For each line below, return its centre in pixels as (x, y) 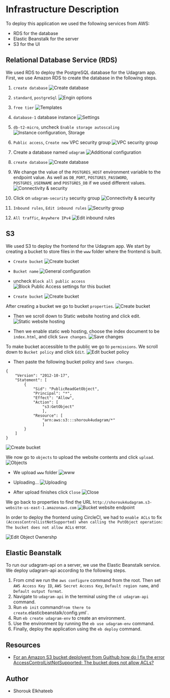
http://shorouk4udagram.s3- (122, 502)
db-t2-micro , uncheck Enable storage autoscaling (66, 127)
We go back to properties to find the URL (49, 502)
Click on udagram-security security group (56, 198)
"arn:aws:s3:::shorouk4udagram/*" (79, 420)
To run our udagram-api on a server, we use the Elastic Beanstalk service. (83, 565)
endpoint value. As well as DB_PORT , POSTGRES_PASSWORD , (70, 177)
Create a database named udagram (49, 152)
